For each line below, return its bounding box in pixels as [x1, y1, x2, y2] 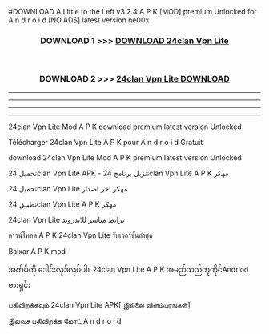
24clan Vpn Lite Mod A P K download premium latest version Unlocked [8, 122, 242, 131]
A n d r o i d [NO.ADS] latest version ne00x [8, 15, 150, 25]
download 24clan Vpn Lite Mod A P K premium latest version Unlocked [8, 152, 242, 163]
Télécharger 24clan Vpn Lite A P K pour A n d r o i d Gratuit [8, 137, 203, 147]
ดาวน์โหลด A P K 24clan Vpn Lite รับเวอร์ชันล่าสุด [8, 230, 153, 239]
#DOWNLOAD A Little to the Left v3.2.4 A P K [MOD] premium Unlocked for [8, 7, 258, 16]
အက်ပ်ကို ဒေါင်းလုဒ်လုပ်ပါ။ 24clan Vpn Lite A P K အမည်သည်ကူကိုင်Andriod [8, 264, 249, 274]
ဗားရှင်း [8, 280, 31, 289]
